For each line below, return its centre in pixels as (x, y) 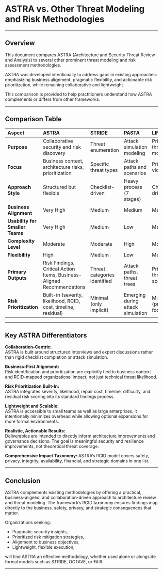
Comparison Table (33, 119)
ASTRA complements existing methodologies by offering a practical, (73, 493)
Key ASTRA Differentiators (46, 335)
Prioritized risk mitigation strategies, (48, 537)
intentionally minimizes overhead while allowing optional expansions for (77, 416)
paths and (135, 167)
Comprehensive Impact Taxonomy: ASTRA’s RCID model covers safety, (77, 456)
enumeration (105, 150)
